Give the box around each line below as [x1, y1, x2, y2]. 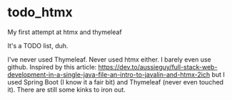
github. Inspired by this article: [7, 62, 97, 71]
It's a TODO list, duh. [7, 41, 69, 50]
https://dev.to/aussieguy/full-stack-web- [98, 62, 218, 71]
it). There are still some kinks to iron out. [7, 85, 126, 94]
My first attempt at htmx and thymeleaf [7, 28, 123, 36]
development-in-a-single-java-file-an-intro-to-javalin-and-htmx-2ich [7, 70, 211, 79]
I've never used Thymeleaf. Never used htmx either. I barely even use [7, 55, 212, 64]
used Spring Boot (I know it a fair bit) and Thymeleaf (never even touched [7, 77, 223, 86]
